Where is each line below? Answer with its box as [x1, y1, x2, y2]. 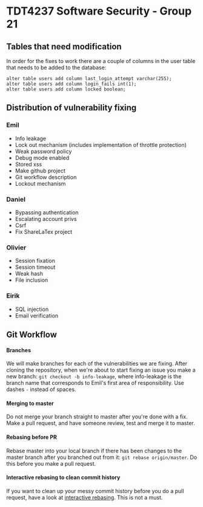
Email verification [15, 311, 59, 319]
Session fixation [15, 257, 56, 265]
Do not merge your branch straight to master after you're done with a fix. [6, 413, 188, 420]
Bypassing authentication [15, 208, 79, 216]
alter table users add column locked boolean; [6, 86, 126, 92]
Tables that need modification [6, 41, 122, 52]
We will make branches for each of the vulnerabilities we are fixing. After [6, 360, 188, 367]
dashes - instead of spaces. [6, 386, 76, 393]
